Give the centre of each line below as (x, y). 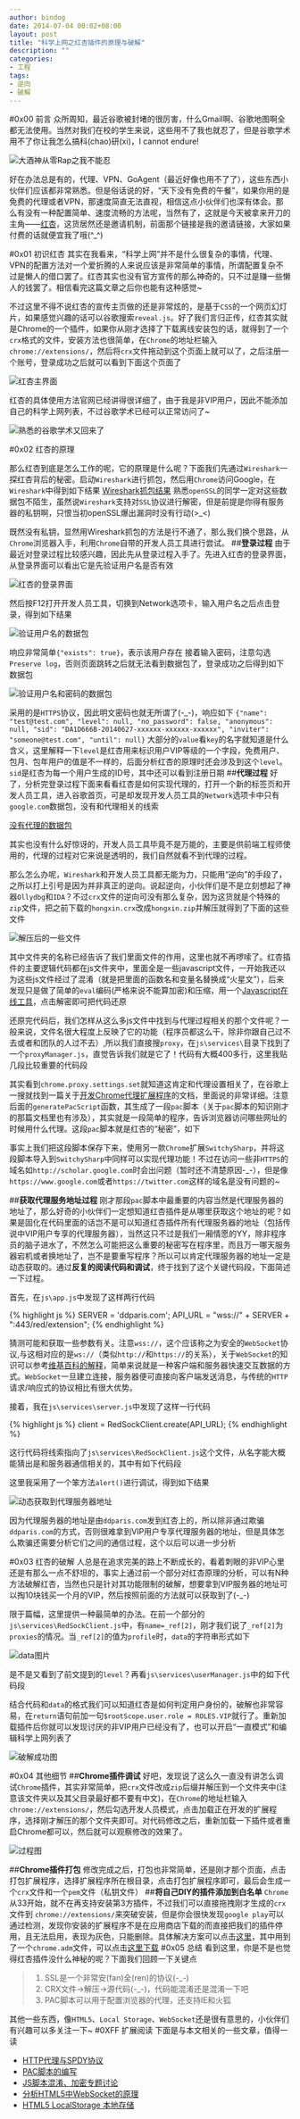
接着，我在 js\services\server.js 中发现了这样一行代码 (110, 1406)
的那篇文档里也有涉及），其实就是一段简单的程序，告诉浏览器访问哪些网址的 (148, 1118)
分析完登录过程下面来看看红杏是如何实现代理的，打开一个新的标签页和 (154, 784)
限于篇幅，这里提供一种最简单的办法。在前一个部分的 (107, 1614)
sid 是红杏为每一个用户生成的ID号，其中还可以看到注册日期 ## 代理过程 (139, 772)
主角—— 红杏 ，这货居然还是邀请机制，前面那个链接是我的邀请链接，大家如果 (150, 223)
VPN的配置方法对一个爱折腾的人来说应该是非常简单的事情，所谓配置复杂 (143, 265)
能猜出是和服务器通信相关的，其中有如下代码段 (95, 1463)
